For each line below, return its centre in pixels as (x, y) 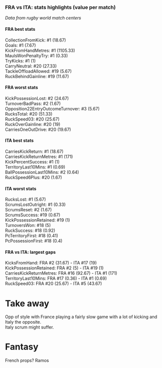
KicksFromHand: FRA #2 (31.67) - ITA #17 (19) (51, 263)
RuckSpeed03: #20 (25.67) (32, 119)
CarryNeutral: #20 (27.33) (31, 66)
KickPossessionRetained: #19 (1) (38, 220)
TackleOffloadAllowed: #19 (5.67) (39, 71)
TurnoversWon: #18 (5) (28, 225)
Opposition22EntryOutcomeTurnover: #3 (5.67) (52, 108)
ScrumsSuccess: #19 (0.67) (33, 215)
